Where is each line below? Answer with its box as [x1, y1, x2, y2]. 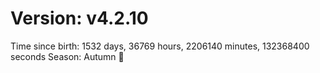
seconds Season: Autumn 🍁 [10, 50, 125, 62]
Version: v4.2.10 [10, 7, 149, 30]
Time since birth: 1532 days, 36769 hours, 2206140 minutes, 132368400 [10, 40, 310, 52]
